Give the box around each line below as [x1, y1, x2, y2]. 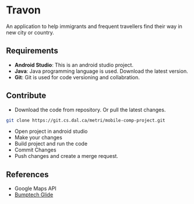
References [6, 170, 49, 180]
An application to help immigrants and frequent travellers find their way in [6, 23, 182, 30]
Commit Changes [14, 146, 57, 153]
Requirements [6, 46, 58, 56]
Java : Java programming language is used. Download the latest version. [14, 68, 188, 75]
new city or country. [6, 29, 54, 36]
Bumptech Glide [14, 191, 54, 198]
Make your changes [14, 134, 62, 141]
